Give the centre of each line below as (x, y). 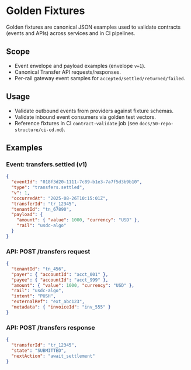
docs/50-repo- (157, 124)
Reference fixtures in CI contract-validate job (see (76, 123)
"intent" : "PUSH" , (34, 296)
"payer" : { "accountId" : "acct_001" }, (60, 274)
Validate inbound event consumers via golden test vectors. (85, 117)
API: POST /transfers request (48, 251)
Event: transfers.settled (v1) (47, 164)
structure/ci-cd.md (38, 130)
